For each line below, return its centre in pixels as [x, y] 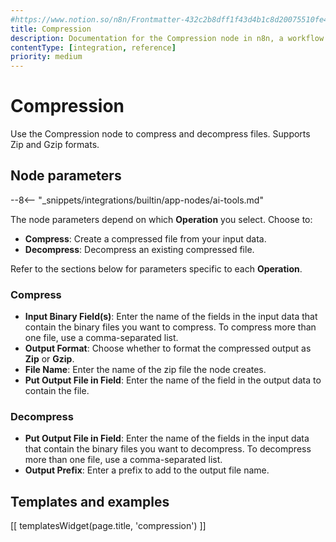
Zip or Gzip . [49, 359]
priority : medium [46, 57]
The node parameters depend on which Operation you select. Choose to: [161, 219]
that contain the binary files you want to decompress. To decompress [168, 449]
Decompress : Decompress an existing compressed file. [139, 249]
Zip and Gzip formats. [55, 145]
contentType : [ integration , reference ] [93, 47]
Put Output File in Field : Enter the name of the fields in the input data [167, 438]
